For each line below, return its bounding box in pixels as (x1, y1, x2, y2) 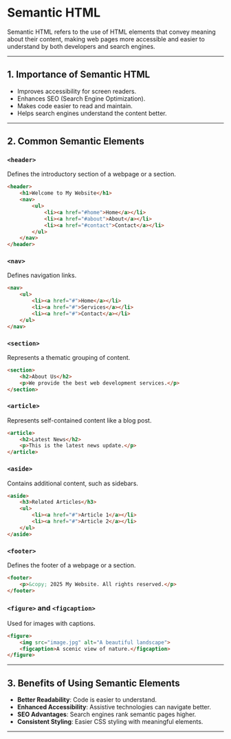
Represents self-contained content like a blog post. (7, 416, 152, 425)
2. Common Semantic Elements (7, 136, 144, 148)
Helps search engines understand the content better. (16, 109, 167, 117)
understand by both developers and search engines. (7, 42, 156, 50)
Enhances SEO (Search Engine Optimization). (16, 94, 146, 103)
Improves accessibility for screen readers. (16, 87, 137, 95)
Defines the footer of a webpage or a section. (7, 560, 136, 569)
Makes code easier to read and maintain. (16, 101, 133, 110)
